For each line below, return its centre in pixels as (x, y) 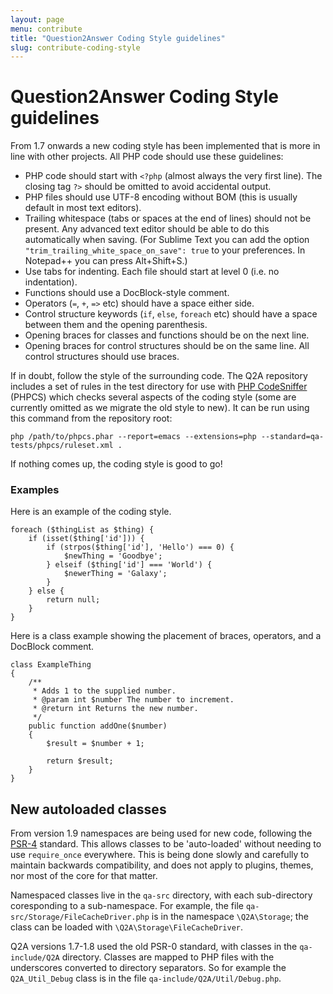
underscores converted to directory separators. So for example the (148, 968)
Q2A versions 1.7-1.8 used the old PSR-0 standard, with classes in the (154, 947)
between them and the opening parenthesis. (116, 325)
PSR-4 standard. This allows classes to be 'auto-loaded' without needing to (166, 844)
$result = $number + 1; (95, 744)
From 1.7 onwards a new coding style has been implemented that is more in (165, 146)
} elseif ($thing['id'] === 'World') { (129, 565)
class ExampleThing (51, 665)
